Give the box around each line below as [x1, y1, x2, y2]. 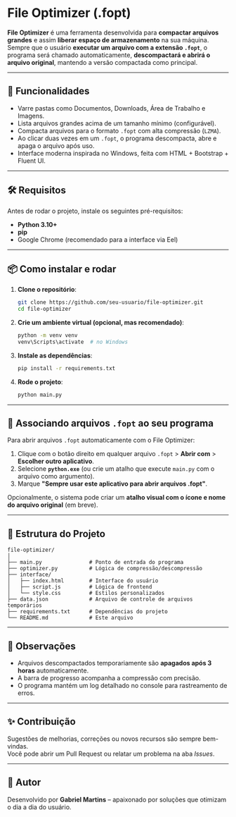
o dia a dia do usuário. [7, 802, 72, 811]
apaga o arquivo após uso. [17, 141, 95, 149]
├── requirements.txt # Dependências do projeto [7, 608, 169, 615]
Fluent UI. [17, 156, 46, 165]
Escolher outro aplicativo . [17, 457, 95, 466]
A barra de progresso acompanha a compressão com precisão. [17, 674, 202, 682]
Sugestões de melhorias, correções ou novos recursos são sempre [7, 735, 202, 743]
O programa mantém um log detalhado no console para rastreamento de [17, 682, 228, 690]
